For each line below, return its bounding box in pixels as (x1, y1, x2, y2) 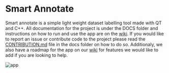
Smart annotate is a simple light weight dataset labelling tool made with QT (5, 20, 162, 26)
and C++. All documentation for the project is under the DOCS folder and (5, 25, 158, 31)
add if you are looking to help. (5, 52, 68, 58)
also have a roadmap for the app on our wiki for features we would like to (5, 47, 159, 53)
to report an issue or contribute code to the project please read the (5, 36, 146, 42)
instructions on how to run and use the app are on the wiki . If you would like (5, 30, 164, 36)
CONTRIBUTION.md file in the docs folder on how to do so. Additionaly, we (5, 41, 163, 47)
